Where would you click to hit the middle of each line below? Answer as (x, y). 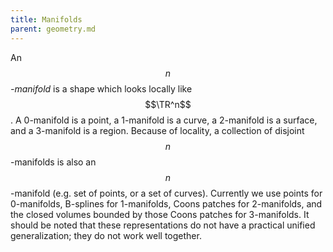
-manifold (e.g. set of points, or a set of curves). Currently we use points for (166, 193)
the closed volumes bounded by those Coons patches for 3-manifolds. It (160, 214)
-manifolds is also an (53, 162)
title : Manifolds (46, 19)
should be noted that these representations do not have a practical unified (163, 225)
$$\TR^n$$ (168, 104)
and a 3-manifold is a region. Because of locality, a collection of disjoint (157, 130)
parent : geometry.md (53, 29)
